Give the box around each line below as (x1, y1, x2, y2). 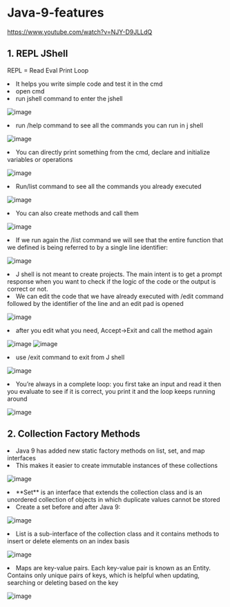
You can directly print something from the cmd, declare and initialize (16, 147, 211, 156)
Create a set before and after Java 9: (16, 502, 121, 511)
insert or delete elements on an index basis (7, 536, 130, 545)
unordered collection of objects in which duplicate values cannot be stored (7, 495, 220, 503)
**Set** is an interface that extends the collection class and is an (16, 488, 202, 496)
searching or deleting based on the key (7, 578, 119, 586)
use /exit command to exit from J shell (16, 353, 125, 361)
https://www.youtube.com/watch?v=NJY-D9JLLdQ (7, 28, 153, 36)
